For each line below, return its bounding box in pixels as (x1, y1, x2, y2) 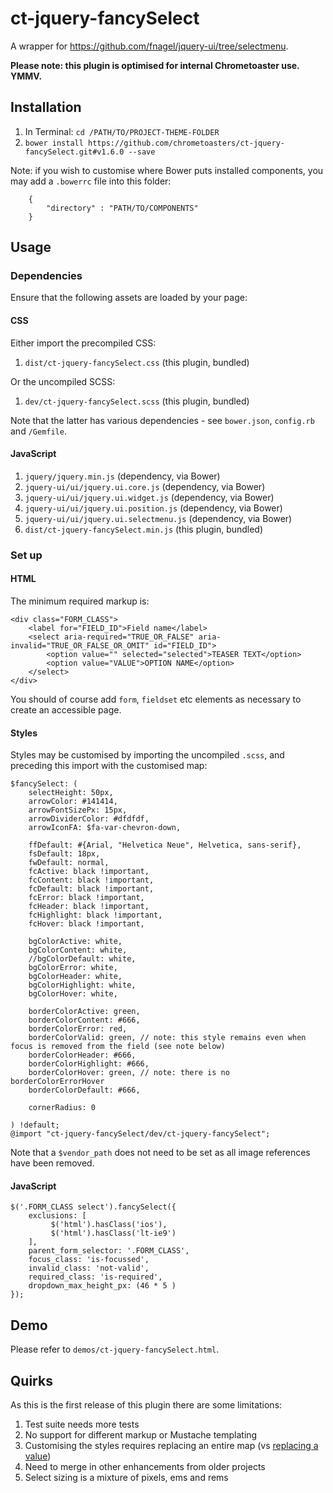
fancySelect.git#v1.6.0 (24, 147, 125, 157)
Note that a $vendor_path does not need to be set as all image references (10, 1147, 311, 1159)
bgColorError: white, (28, 963, 118, 973)
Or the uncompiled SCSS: (10, 375, 116, 387)
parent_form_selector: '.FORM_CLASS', (28, 1246, 190, 1256)
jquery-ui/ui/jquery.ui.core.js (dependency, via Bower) (24, 480, 266, 492)
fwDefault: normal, (28, 858, 110, 868)
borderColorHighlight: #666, (28, 1059, 150, 1069)
